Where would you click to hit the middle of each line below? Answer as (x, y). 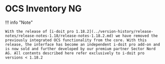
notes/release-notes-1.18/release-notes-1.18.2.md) (59, 36)
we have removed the (137, 36)
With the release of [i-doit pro (40, 31)
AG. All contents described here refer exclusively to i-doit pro (75, 53)
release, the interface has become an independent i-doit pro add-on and (83, 44)
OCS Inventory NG (43, 9)
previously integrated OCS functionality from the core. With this (76, 40)
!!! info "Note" (19, 22)
